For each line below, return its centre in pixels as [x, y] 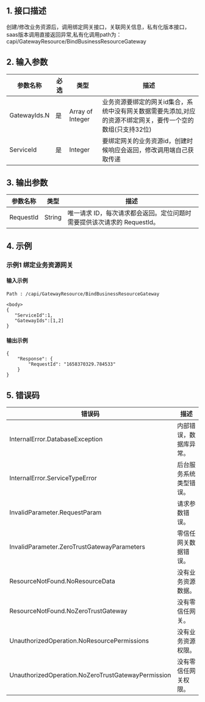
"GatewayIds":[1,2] [39, 320]
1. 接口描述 [27, 11]
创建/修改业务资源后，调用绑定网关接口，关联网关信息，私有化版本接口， [98, 27]
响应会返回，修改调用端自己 [148, 150]
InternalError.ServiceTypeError [53, 478]
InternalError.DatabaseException [56, 439]
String [53, 218]
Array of [81, 111]
